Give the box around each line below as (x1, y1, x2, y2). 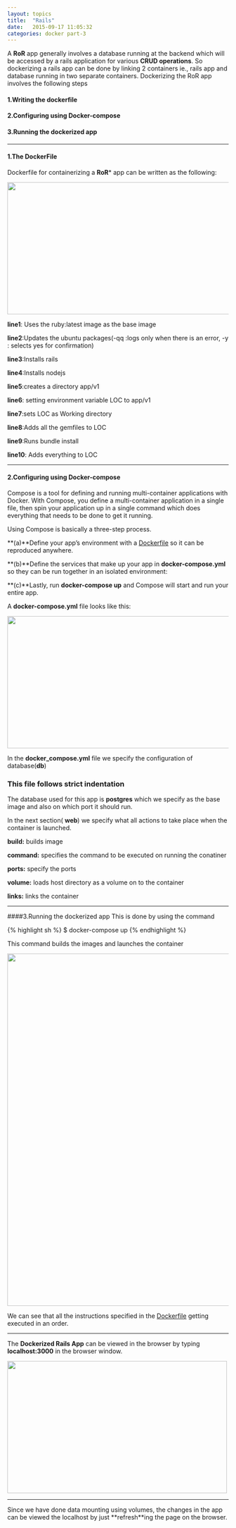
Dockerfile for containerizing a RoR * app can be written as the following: (7, 168, 217, 176)
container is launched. (7, 824, 72, 832)
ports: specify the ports (7, 865, 77, 873)
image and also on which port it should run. (7, 803, 133, 811)
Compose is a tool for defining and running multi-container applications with (7, 489, 228, 498)
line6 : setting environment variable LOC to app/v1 (7, 395, 151, 404)
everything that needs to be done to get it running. (7, 512, 153, 520)
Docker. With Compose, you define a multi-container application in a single (7, 496, 225, 505)
